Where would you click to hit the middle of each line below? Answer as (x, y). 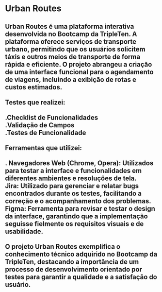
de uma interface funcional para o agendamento (79, 72)
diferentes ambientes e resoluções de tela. (71, 178)
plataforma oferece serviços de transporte (71, 42)
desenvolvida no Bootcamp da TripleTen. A (71, 34)
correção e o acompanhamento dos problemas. (78, 201)
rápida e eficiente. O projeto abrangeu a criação (79, 64)
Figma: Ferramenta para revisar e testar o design (80, 209)
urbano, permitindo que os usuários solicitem (75, 49)
